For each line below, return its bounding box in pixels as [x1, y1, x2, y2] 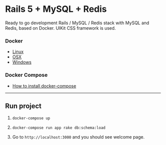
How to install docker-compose [12, 83, 77, 89]
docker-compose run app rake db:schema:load [12, 125, 106, 131]
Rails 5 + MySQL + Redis [5, 3, 107, 15]
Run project [5, 101, 42, 110]
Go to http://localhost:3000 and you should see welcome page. [12, 134, 145, 140]
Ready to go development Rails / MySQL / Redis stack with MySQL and [5, 20, 150, 26]
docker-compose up [12, 116, 50, 121]
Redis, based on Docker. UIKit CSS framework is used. [5, 25, 116, 31]
